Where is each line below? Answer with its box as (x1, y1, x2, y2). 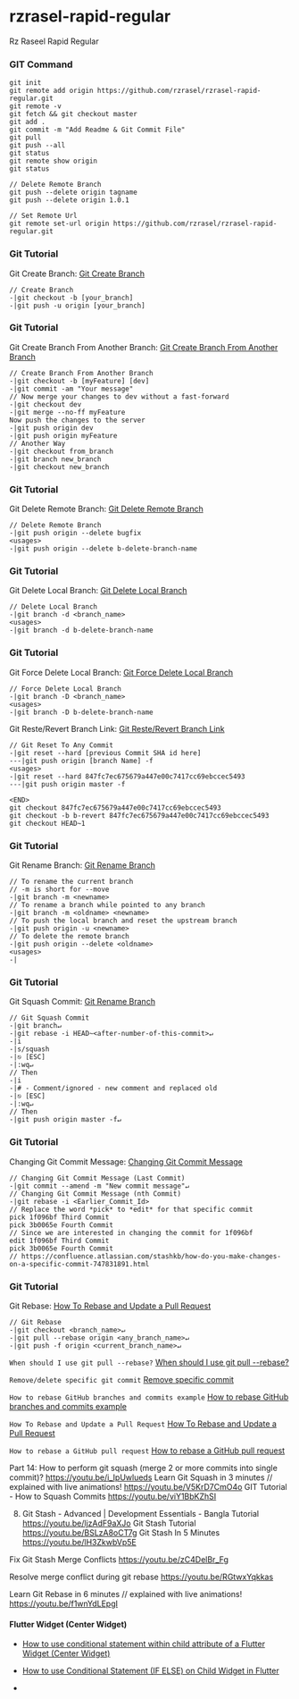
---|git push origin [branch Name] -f (9, 756, 154, 765)
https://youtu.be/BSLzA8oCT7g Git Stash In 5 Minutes (21, 1527, 220, 1538)
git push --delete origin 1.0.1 (9, 196, 129, 205)
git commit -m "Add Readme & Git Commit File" (9, 125, 186, 135)
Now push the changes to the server (9, 416, 145, 425)
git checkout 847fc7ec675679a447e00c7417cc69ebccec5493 (9, 803, 221, 812)
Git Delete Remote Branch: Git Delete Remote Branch (9, 503, 203, 515)
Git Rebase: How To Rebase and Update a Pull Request (9, 1300, 212, 1311)
